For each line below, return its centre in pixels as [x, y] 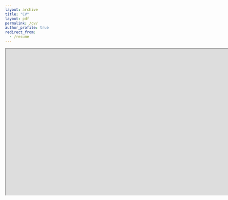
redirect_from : [20, 32]
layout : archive [21, 10]
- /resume [19, 37]
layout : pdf [17, 19]
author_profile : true [27, 28]
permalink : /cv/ [21, 23]
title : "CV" [17, 14]
